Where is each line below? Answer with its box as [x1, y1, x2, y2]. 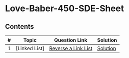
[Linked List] [15, 45, 45, 52]
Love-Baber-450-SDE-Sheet [5, 3, 124, 14]
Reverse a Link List [49, 45, 93, 52]
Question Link [54, 37, 87, 43]
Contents [5, 22, 34, 31]
